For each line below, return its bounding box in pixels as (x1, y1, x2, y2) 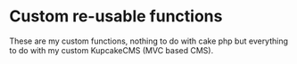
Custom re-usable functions (9, 6, 223, 27)
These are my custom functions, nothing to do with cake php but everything (9, 36, 288, 46)
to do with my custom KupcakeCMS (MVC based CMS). (9, 44, 214, 55)
